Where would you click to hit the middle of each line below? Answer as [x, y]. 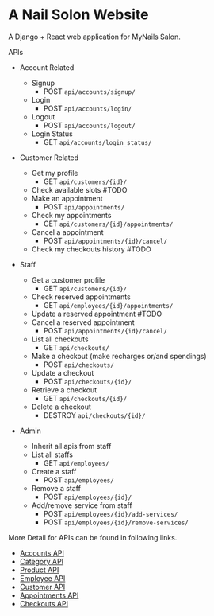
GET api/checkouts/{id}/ [85, 398]
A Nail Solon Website [78, 15]
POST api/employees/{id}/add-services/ [111, 513]
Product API [39, 570]
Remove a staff [56, 488]
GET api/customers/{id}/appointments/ [108, 224]
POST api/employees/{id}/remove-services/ [116, 522]
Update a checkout [63, 372]
